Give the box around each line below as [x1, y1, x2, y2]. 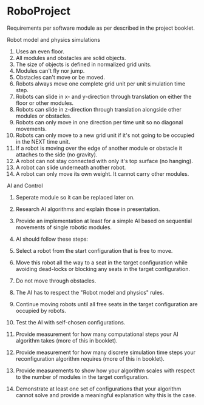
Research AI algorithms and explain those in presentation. [15, 205, 160, 213]
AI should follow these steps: [15, 235, 89, 243]
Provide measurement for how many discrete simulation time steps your [15, 349, 196, 356]
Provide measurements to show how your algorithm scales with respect [15, 367, 195, 374]
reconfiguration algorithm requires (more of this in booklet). [15, 355, 165, 362]
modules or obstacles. [15, 112, 72, 119]
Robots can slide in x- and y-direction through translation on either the [15, 93, 192, 100]
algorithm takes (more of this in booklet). [15, 336, 118, 344]
